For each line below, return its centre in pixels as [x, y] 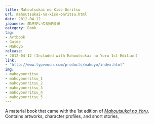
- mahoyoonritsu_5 [24, 97]
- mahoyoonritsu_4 [24, 92]
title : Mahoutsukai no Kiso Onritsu [43, 10]
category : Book [21, 28]
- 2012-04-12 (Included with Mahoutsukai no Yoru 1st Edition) [72, 56]
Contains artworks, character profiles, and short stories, [62, 116]
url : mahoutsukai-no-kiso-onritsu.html [46, 14]
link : [11, 60]
